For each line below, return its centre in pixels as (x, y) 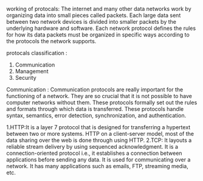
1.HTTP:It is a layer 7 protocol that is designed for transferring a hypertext (98, 127)
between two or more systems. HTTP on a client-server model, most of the (100, 134)
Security (26, 78)
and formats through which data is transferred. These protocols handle (95, 109)
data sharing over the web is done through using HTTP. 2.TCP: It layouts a (99, 140)
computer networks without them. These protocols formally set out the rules (102, 102)
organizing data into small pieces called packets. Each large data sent (94, 15)
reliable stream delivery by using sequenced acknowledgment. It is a (92, 147)
